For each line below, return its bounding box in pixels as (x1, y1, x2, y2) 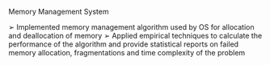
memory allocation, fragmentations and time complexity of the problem (8, 48, 246, 57)
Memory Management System (8, 7, 109, 16)
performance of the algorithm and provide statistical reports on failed (8, 39, 239, 49)
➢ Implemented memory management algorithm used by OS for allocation (8, 22, 255, 31)
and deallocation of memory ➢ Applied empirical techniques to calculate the (8, 31, 263, 40)
